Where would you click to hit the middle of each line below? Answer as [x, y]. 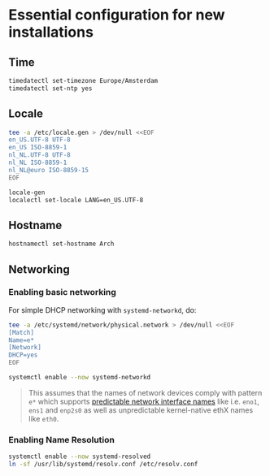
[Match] [22, 332]
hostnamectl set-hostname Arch [61, 244]
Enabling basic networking [62, 292]
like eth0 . [44, 418]
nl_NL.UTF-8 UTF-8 [39, 155]
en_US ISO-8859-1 [38, 148]
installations [51, 32]
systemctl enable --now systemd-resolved [80, 457]
